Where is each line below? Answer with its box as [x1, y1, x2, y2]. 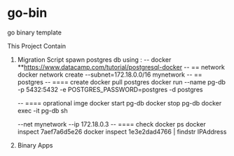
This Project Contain [7, 41, 67, 50]
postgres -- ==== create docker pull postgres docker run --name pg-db [17, 77, 226, 86]
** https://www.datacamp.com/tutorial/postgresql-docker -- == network [17, 63, 226, 71]
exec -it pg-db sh [17, 106, 68, 115]
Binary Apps [17, 141, 53, 149]
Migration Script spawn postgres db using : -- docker [17, 55, 172, 64]
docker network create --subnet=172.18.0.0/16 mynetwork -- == [17, 70, 202, 79]
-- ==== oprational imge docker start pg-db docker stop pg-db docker [17, 98, 222, 107]
